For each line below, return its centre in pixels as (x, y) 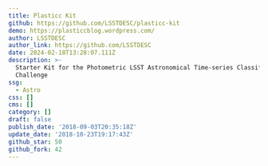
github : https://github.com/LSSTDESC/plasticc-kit (94, 23)
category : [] (30, 113)
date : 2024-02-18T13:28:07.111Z (62, 53)
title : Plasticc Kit (43, 16)
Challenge (32, 75)
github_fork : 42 (35, 149)
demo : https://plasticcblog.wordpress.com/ (82, 30)
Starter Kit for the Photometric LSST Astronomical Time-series (124, 68)
